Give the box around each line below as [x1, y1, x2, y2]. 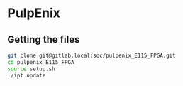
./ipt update [7, 72, 46, 79]
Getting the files [7, 33, 80, 45]
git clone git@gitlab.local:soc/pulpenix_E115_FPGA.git [7, 52, 176, 59]
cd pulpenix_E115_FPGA [7, 58, 74, 65]
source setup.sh [7, 65, 55, 72]
